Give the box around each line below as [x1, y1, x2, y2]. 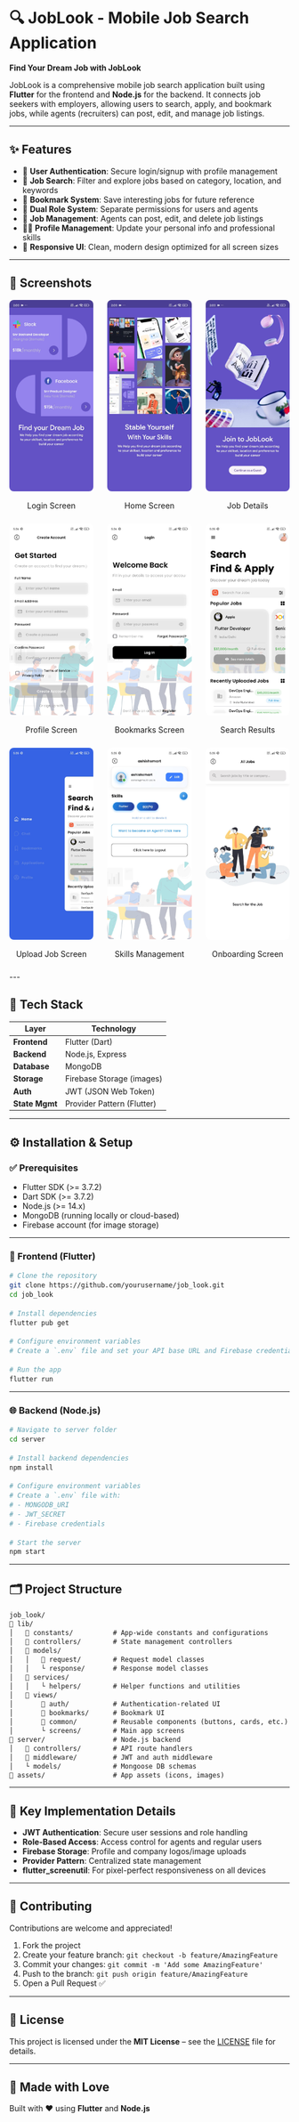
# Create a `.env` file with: [9, 1491, 122, 1501]
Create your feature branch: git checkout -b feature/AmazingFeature [21, 1949, 279, 1960]
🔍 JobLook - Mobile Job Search [9, 8, 249, 28]
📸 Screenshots [9, 276, 93, 291]
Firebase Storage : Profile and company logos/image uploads [21, 1845, 246, 1857]
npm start [9, 1547, 46, 1557]
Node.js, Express [65, 1049, 127, 1059]
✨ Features [9, 142, 72, 158]
